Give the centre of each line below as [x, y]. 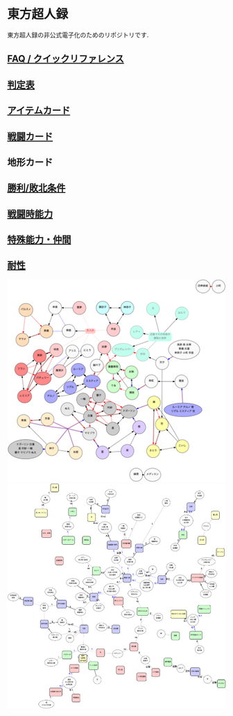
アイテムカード [39, 111]
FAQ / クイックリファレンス [66, 59]
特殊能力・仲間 [39, 240]
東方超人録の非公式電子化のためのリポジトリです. [78, 35]
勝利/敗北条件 [36, 188]
